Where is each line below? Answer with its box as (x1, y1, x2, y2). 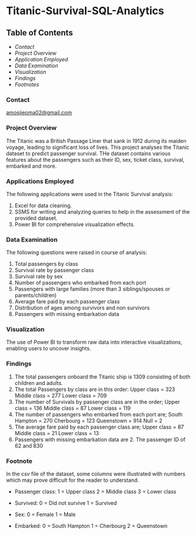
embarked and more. (6, 162, 57, 169)
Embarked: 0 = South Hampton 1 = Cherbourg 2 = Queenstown (14, 523, 168, 530)
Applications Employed (6, 177, 74, 185)
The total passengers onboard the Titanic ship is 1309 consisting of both (14, 373, 191, 380)
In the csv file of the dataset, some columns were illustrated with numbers (6, 471, 185, 478)
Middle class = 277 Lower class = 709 (14, 392, 107, 399)
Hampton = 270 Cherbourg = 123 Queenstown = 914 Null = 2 (14, 417, 163, 424)
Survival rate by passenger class (14, 267, 94, 274)
